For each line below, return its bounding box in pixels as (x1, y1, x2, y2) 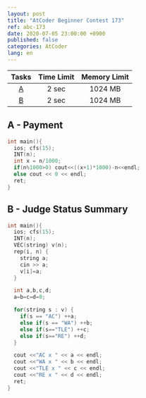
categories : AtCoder (7, 43, 68, 50)
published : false (7, 37, 59, 44)
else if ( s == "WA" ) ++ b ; (20, 319, 93, 326)
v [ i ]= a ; (20, 268, 42, 275)
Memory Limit (80, 72, 129, 82)
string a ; (20, 254, 49, 261)
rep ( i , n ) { (13, 248, 49, 255)
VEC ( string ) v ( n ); (13, 242, 68, 249)
